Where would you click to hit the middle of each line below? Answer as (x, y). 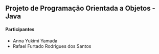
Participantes (20, 29)
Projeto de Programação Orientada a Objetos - (81, 8)
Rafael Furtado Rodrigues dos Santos (52, 46)
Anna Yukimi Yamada (35, 41)
